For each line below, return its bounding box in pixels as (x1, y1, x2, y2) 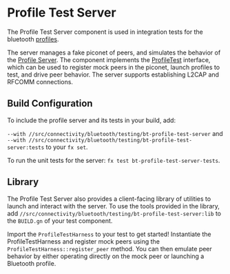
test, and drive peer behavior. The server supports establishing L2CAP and (7, 70, 219, 79)
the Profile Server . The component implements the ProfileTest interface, (7, 55, 211, 63)
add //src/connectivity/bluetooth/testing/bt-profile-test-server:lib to (7, 209, 222, 217)
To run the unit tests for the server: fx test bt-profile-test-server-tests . (7, 156, 220, 164)
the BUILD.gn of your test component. (7, 216, 113, 225)
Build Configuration (7, 98, 93, 110)
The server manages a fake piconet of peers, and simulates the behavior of (7, 48, 221, 57)
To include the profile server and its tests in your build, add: (7, 116, 176, 124)
